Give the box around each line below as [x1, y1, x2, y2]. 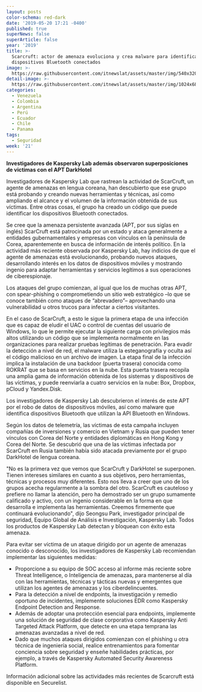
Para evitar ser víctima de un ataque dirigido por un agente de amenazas [6, 540, 187, 548]
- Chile [11, 121, 31, 127]
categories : [6, 87, 36, 93]
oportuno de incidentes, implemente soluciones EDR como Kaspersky [14, 597, 188, 604]
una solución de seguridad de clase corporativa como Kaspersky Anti [14, 616, 188, 623]
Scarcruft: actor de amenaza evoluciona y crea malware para [11, 54, 168, 60]
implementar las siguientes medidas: [6, 553, 97, 560]
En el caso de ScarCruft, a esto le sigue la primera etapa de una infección [6, 315, 189, 322]
